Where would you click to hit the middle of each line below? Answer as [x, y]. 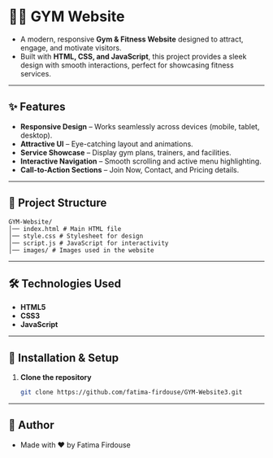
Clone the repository [56, 377]
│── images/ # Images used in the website [81, 250]
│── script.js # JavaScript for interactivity [89, 243]
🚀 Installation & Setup [64, 358]
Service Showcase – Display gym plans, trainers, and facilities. [126, 152]
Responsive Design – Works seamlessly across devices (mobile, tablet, [140, 126]
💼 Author [31, 425]
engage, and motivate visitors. [71, 47]
